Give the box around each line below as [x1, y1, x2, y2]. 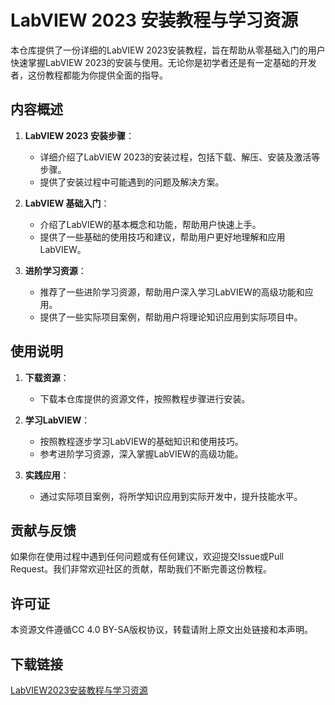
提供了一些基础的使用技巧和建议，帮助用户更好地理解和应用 [39, 231, 286, 243]
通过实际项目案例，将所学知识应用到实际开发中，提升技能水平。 [39, 490, 303, 502]
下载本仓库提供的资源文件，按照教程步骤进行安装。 [39, 392, 251, 405]
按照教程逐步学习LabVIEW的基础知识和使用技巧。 [39, 435, 244, 447]
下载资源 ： [24, 371, 70, 383]
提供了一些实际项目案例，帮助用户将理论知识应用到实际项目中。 [39, 311, 303, 323]
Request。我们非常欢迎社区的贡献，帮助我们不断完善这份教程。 [10, 563, 272, 575]
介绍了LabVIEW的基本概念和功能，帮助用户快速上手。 [39, 218, 262, 230]
